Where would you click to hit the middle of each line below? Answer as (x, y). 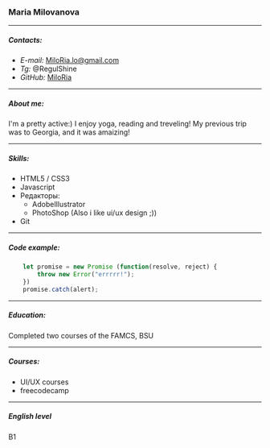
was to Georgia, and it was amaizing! (69, 132)
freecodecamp (45, 390)
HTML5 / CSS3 (45, 179)
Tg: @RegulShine (49, 69)
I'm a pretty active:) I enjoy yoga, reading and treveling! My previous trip (128, 124)
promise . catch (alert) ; (61, 289)
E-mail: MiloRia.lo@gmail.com (69, 60)
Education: (27, 315)
